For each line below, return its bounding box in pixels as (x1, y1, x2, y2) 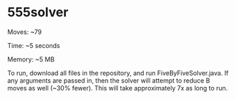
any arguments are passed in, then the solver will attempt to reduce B (7, 76, 210, 85)
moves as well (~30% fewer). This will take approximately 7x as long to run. (7, 83, 228, 92)
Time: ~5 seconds (7, 41, 60, 49)
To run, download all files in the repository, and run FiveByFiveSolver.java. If (7, 69, 229, 77)
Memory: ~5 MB (7, 54, 55, 64)
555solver (7, 4, 69, 21)
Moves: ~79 (7, 28, 43, 36)
